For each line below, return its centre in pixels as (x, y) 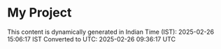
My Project (40, 13)
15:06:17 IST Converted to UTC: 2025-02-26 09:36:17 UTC (92, 39)
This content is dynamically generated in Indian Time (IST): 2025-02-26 (111, 32)
